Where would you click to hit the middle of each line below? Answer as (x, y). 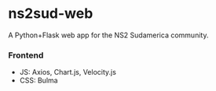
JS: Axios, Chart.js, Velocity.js (68, 72)
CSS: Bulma (38, 80)
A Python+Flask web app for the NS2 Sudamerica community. (108, 35)
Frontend (26, 55)
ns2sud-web (51, 14)
